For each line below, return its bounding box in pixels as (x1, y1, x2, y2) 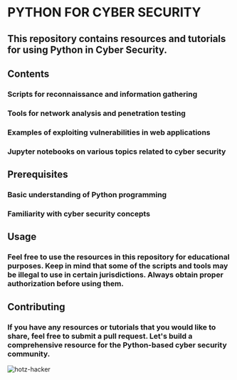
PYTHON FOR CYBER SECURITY (7, 4, 201, 21)
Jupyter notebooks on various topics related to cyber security (7, 147, 226, 157)
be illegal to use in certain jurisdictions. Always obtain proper (7, 270, 224, 280)
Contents (7, 68, 50, 80)
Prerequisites (7, 169, 68, 181)
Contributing (7, 300, 65, 313)
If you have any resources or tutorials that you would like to (7, 322, 216, 332)
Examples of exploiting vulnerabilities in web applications (7, 127, 211, 137)
